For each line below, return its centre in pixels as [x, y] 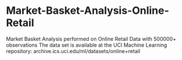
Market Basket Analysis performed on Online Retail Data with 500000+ [91, 39]
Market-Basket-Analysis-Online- [87, 11]
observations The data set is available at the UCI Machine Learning [87, 45]
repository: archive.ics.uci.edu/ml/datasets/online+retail [73, 51]
